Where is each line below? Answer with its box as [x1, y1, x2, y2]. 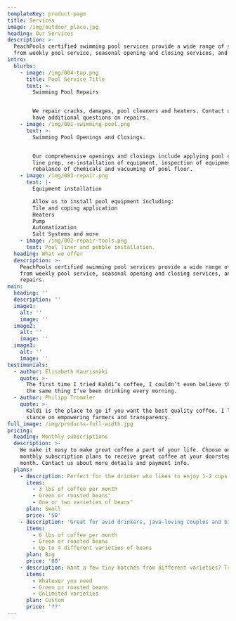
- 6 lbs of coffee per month [32, 532, 118, 539]
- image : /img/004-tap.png [20, 69, 99, 76]
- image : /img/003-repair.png [20, 172, 109, 179]
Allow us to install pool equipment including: [32, 198, 174, 205]
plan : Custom [25, 597, 65, 604]
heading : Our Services [7, 30, 74, 37]
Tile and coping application [32, 205, 118, 212]
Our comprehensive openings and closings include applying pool [32, 153, 225, 160]
